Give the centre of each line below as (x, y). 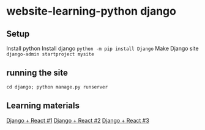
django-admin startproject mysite (50, 54)
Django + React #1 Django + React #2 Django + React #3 (78, 120)
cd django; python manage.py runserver (57, 87)
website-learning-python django (91, 11)
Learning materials (43, 106)
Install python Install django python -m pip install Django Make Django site (102, 48)
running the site (37, 73)
